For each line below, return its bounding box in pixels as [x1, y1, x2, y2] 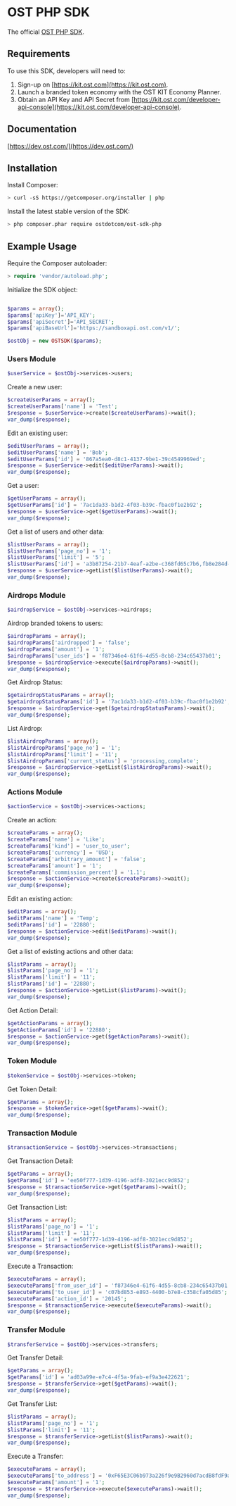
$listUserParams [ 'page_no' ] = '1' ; [7, 547, 112, 555]
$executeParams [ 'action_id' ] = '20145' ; [7, 1295, 128, 1303]
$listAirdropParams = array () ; [7, 737, 99, 745]
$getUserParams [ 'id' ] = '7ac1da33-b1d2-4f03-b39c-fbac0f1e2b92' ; [7, 501, 202, 509]
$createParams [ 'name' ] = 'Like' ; [7, 836, 105, 843]
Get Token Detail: [7, 1085, 58, 1093]
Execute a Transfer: [7, 1452, 64, 1461]
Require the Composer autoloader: [7, 258, 107, 268]
